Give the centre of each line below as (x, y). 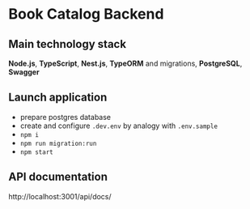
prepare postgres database (66, 117)
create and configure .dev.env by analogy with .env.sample (119, 126)
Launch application (58, 98)
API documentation (58, 177)
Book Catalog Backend (86, 14)
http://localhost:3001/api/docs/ (60, 196)
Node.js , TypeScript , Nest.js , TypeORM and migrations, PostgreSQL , (125, 63)
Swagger (24, 72)
